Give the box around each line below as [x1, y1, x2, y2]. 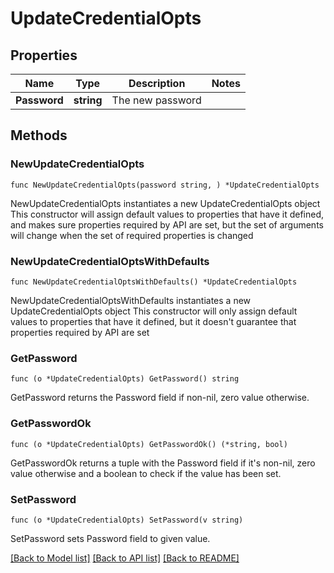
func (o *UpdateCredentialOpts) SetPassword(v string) [10, 515, 244, 525]
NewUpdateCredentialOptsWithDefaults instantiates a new [10, 294, 252, 306]
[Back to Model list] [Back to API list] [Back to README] [10, 552, 240, 564]
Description [128, 77, 186, 90]
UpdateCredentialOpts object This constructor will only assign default [10, 305, 298, 317]
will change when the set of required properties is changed [10, 229, 254, 241]
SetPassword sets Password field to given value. [10, 532, 211, 544]
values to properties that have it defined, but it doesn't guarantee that [10, 315, 297, 327]
